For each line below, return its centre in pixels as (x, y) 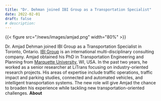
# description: (20, 23)
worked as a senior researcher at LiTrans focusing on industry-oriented (77, 67)
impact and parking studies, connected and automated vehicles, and (74, 78)
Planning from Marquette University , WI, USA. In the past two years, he (76, 62)
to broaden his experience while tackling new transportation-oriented (75, 88)
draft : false (18, 19)
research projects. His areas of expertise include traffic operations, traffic (79, 72)
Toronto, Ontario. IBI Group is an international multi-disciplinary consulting (80, 52)
